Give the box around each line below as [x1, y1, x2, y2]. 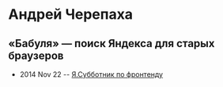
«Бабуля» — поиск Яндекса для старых [8, 37, 215, 50]
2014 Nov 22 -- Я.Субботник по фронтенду [19, 70, 164, 79]
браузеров [8, 49, 64, 62]
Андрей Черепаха [8, 5, 133, 24]
